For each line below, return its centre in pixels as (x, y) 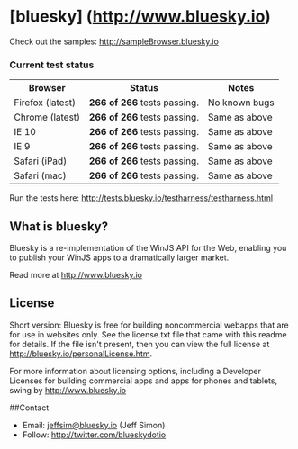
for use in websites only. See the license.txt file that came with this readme (148, 334)
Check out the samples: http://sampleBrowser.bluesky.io (114, 41)
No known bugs (241, 103)
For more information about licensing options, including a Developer (135, 371)
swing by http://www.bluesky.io (68, 390)
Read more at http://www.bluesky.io (76, 275)
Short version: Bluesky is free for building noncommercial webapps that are (149, 325)
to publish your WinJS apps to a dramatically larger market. (119, 257)
